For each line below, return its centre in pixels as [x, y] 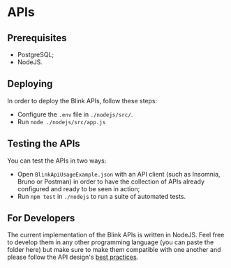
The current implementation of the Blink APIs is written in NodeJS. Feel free [116, 235]
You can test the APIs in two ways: [57, 161]
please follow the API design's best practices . [73, 257]
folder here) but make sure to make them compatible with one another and [114, 250]
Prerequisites [37, 38]
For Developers [41, 218]
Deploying [30, 84]
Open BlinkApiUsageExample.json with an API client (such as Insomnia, [119, 174]
